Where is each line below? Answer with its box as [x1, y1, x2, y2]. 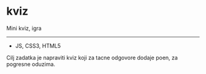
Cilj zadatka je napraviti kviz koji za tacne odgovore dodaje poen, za [6, 54, 178, 61]
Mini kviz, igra [6, 24, 42, 32]
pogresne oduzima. [6, 60, 56, 68]
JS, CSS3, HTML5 [15, 42, 61, 50]
